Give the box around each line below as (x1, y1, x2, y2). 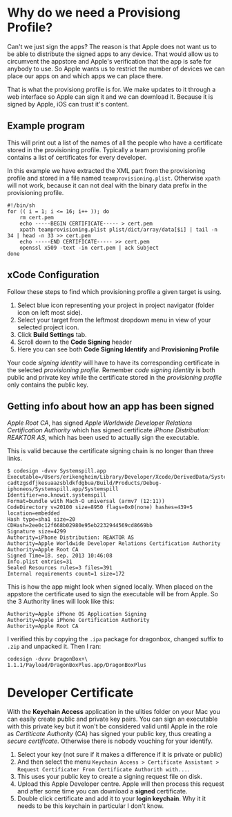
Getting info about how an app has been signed (7, 400, 215, 412)
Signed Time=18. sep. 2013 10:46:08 (7, 552, 113, 560)
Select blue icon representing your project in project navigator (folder (17, 301, 215, 309)
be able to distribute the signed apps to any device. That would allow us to (7, 50, 219, 58)
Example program (7, 120, 85, 132)
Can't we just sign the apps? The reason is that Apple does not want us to (7, 42, 217, 51)
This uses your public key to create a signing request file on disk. (17, 773, 202, 781)
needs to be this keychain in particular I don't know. (17, 802, 164, 810)
